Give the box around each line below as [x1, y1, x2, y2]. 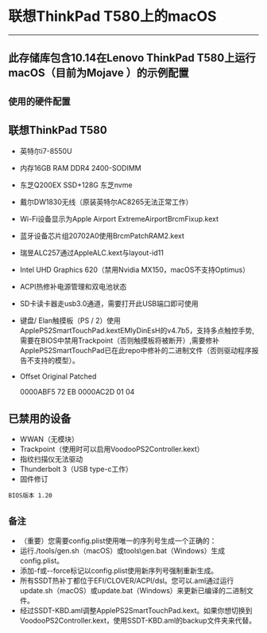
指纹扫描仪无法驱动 [19, 454, 83, 464]
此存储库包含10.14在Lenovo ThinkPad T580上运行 [8, 51, 256, 65]
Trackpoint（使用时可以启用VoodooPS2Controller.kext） [19, 444, 204, 454]
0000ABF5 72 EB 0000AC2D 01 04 [19, 387, 135, 396]
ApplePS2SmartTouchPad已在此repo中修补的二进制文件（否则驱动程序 [19, 345, 252, 355]
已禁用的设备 [8, 411, 72, 425]
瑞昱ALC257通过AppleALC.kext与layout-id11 [19, 248, 164, 258]
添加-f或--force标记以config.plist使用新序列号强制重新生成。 [19, 566, 219, 576]
